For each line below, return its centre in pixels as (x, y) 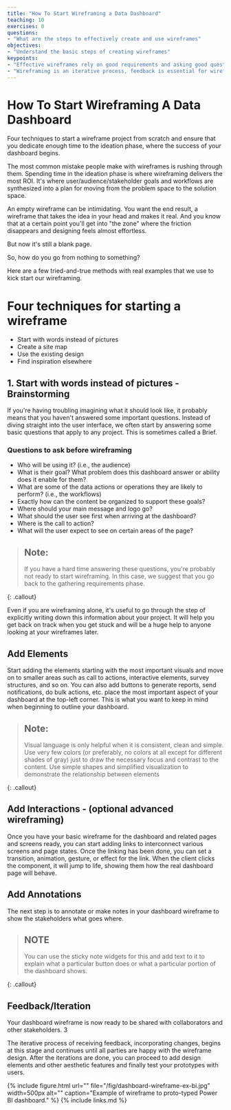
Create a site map (42, 347)
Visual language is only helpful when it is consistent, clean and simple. (124, 745)
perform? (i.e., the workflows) (59, 494)
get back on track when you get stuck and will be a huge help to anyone (109, 625)
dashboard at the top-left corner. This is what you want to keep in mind (108, 700)
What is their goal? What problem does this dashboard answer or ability (118, 472)
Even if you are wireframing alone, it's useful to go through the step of (107, 610)
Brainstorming (38, 393)
